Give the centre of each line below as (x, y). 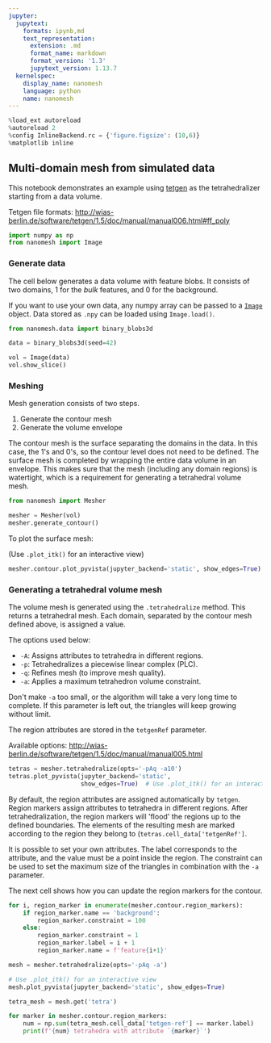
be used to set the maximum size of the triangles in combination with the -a (134, 866)
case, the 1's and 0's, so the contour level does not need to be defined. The (134, 452)
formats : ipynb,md (54, 31)
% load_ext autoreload (45, 121)
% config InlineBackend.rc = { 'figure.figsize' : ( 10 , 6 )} (104, 136)
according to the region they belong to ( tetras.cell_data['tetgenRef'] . (128, 833)
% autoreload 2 (32, 128)
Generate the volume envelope (71, 428)
